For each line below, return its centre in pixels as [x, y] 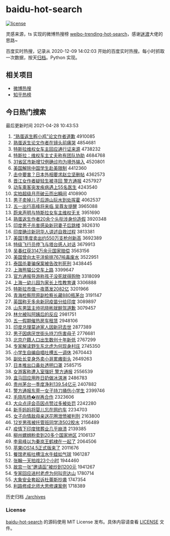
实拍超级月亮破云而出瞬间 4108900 [50, 193]
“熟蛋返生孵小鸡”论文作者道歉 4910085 [54, 136]
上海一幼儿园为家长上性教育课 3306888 [55, 282]
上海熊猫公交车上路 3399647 [44, 270]
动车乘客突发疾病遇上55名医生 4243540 [55, 187]
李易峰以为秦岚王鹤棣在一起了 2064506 [55, 441]
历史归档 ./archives [26, 496]
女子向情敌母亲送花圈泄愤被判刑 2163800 [56, 416]
